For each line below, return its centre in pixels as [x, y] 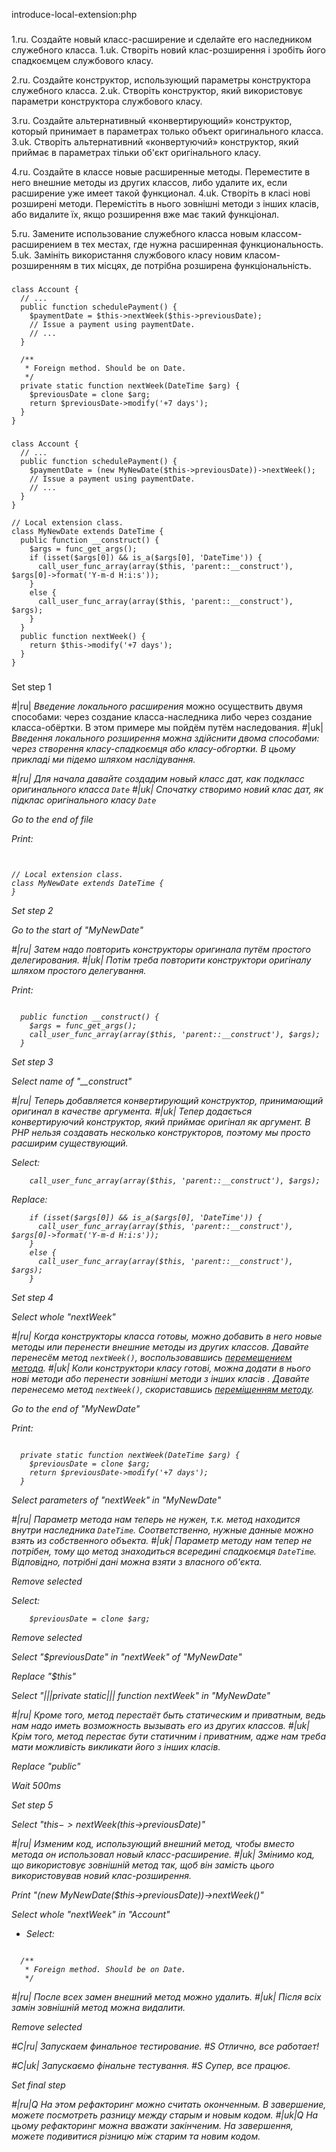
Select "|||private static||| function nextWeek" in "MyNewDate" [141, 1695]
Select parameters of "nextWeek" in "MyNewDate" [116, 1500]
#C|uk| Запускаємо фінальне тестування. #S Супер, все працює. [151, 2065]
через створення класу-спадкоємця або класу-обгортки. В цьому [153, 748]
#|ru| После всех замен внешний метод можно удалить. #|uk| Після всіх [166, 1996]
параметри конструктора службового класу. [107, 101]
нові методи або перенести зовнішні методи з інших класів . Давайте [160, 1378]
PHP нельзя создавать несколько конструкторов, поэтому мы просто [161, 1132]
